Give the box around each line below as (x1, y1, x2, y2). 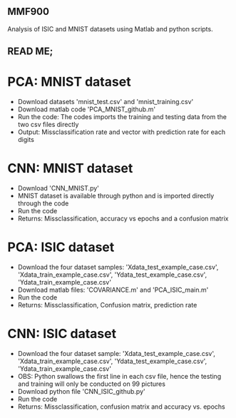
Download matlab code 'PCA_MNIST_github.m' (17, 105, 155, 113)
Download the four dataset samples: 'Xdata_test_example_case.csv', (17, 263, 219, 272)
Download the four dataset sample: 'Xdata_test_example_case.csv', (17, 349, 215, 357)
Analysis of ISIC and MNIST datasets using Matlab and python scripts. (7, 24, 213, 33)
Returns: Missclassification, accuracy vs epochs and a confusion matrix (17, 214, 229, 223)
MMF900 (7, 6, 50, 18)
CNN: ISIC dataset (7, 326, 116, 342)
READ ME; (7, 46, 53, 58)
